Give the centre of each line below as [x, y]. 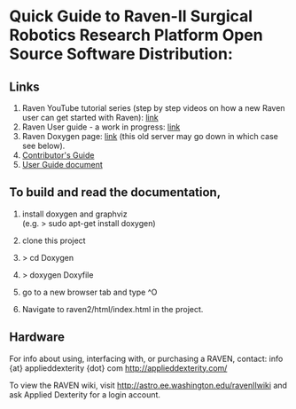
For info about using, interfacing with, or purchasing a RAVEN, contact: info [146, 358]
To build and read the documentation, [115, 193]
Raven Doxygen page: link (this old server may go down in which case [150, 136]
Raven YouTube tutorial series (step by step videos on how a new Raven [153, 108]
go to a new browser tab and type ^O [90, 292]
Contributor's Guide [58, 155]
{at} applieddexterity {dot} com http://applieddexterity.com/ [118, 368]
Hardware [37, 338]
